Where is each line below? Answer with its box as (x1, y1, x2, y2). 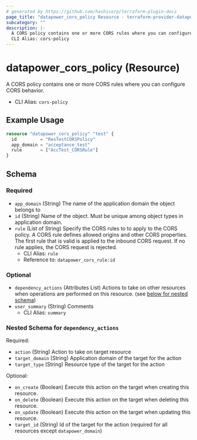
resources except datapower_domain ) (14, 427, 103, 435)
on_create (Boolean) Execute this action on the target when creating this (14, 384, 189, 391)
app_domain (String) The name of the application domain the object (14, 200, 175, 207)
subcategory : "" (6, 19, 46, 25)
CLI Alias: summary (23, 309, 66, 316)
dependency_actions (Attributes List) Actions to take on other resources (14, 284, 186, 291)
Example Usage (6, 115, 64, 125)
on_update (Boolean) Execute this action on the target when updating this (14, 409, 191, 416)
